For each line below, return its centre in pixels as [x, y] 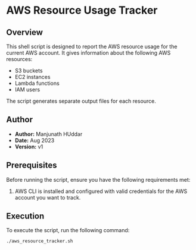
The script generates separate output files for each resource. [81, 101]
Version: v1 [29, 147]
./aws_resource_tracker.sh [40, 241]
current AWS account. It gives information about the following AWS [88, 53]
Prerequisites [32, 165]
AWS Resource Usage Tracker [82, 10]
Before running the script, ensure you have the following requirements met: [98, 179]
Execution [25, 216]
